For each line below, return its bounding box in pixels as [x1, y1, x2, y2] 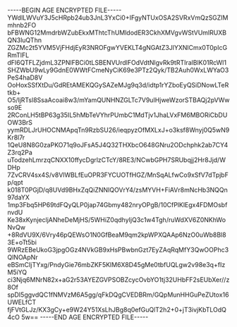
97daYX [7, 193, 30, 202]
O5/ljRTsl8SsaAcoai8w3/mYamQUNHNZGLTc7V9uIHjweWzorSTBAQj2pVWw [7, 96, 230, 104]
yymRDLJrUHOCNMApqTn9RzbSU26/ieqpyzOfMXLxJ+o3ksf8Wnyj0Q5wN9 [7, 126, 230, 134]
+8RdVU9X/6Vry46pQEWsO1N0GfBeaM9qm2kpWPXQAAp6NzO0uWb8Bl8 [7, 230, 227, 239]
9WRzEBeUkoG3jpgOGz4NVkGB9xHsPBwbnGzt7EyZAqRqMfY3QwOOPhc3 [7, 246, 229, 254]
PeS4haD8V [7, 73, 43, 82]
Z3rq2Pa [7, 148, 33, 156]
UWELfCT [7, 298, 37, 306]
